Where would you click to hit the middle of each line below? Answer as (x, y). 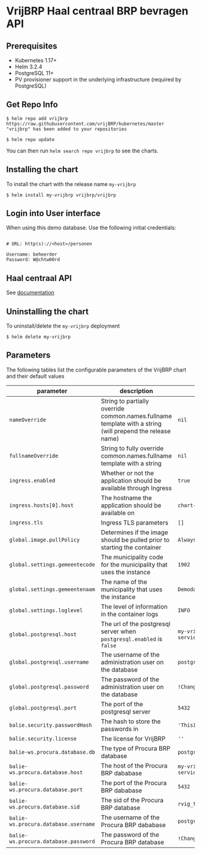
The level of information (134, 606)
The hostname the (127, 498)
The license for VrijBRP (133, 738)
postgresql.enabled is (132, 639)
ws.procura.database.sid (45, 807)
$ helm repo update (31, 139)
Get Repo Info (32, 105)
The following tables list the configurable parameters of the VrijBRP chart (96, 370)
